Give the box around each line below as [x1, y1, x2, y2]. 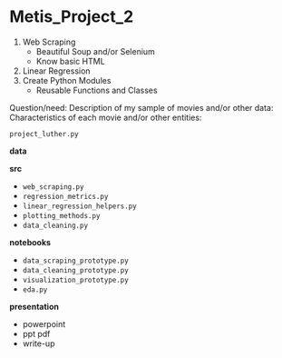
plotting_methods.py [22, 211, 101, 220]
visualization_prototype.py [22, 275, 129, 284]
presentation [9, 301, 59, 312]
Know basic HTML [35, 55, 106, 66]
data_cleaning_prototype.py [22, 265, 129, 274]
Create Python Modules [22, 75, 112, 85]
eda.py [22, 284, 48, 294]
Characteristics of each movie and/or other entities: [9, 112, 202, 123]
